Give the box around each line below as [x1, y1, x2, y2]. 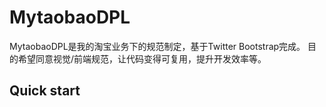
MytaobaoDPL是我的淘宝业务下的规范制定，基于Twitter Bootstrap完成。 [9, 40, 306, 52]
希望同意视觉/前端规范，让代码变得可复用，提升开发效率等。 [17, 52, 267, 65]
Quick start [9, 82, 81, 100]
